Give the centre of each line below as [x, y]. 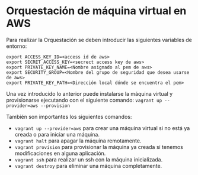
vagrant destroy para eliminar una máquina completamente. [88, 166]
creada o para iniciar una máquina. [57, 134]
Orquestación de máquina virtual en [96, 11]
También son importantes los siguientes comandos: [69, 116]
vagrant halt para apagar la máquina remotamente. [78, 141]
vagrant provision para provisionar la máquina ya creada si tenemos [99, 147]
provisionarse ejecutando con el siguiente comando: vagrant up [84, 100]
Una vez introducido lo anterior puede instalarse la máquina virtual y [90, 93]
